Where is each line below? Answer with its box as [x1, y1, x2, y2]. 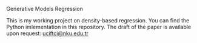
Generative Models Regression [6, 5, 83, 12]
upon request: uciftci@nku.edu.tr [6, 30, 89, 37]
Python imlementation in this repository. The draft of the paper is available [6, 24, 192, 30]
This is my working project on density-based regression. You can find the [6, 17, 190, 24]
